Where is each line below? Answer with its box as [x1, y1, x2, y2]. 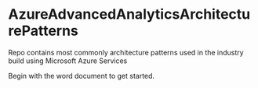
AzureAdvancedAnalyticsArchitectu [8, 5, 251, 23]
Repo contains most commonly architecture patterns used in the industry [8, 48, 245, 57]
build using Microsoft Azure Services [8, 56, 128, 65]
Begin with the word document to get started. [8, 71, 155, 80]
